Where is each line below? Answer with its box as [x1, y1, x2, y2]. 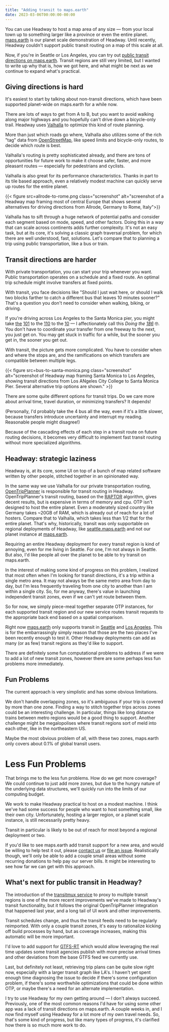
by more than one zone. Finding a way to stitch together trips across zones [5, 703, 160, 710]
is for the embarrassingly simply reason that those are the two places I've [5, 629, 157, 635]
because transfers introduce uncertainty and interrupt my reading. [5, 414, 143, 420]
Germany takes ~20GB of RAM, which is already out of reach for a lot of [5, 509, 154, 515]
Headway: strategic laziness [5, 454, 97, 463]
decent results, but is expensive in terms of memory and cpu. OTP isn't [5, 499, 152, 505]
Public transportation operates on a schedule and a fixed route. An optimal [5, 274, 159, 280]
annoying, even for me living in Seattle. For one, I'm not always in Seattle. [5, 546, 157, 552]
